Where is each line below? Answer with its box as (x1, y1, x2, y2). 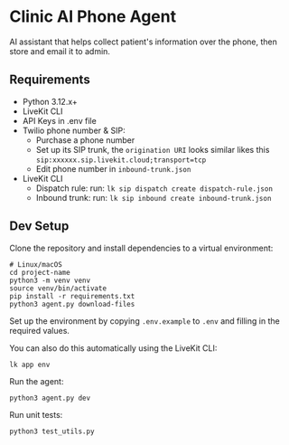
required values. (9, 325, 70, 336)
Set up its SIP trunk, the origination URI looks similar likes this (35, 144, 270, 155)
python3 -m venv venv (9, 276, 91, 285)
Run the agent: (9, 375, 64, 386)
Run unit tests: (9, 409, 63, 420)
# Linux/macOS (9, 260, 63, 269)
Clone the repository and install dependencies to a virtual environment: (9, 242, 274, 253)
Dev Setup (9, 219, 70, 234)
